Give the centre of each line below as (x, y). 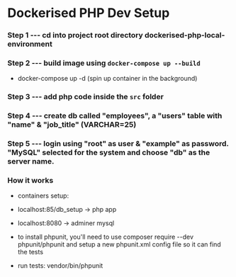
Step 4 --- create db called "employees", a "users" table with (115, 116)
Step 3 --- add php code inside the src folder (86, 97)
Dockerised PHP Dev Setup (89, 13)
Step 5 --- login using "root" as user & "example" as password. (118, 144)
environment (30, 44)
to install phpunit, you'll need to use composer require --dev (105, 237)
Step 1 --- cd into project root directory (75, 35)
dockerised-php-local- (185, 35)
